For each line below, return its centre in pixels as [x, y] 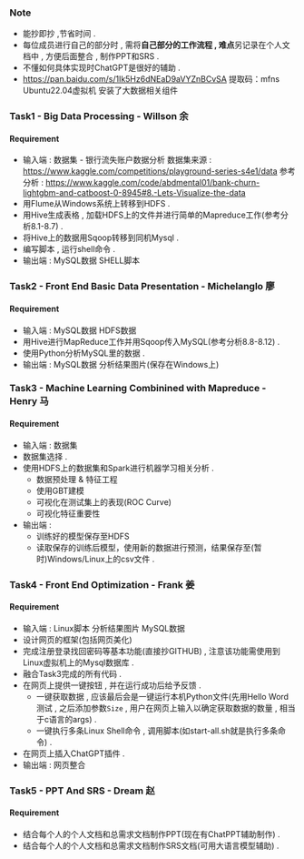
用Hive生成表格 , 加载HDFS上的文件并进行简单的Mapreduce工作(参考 [152, 215]
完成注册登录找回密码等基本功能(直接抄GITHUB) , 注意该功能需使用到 [152, 651]
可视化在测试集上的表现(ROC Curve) [104, 501]
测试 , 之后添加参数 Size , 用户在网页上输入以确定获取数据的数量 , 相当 [166, 708]
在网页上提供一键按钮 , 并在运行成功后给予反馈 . [112, 685]
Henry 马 [29, 401]
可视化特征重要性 [68, 513]
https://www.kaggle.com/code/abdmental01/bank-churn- [152, 183]
